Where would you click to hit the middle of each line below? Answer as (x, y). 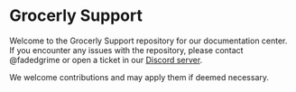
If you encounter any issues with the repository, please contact (126, 50)
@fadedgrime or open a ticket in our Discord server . (106, 60)
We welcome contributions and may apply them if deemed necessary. (139, 77)
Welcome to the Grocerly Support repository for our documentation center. (148, 41)
